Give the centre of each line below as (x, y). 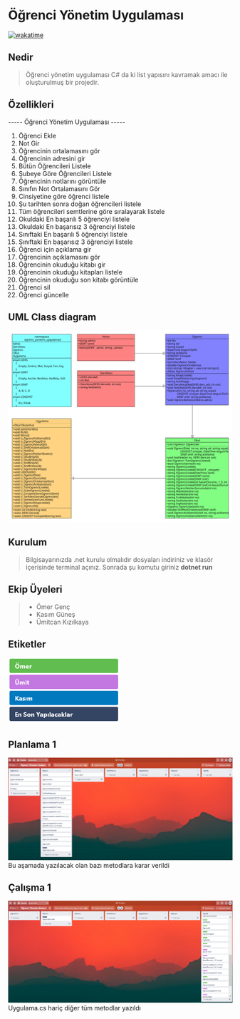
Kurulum (28, 542)
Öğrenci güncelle (44, 295)
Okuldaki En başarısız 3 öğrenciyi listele (77, 226)
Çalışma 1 (30, 888)
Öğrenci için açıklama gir (55, 249)
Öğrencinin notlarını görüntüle (62, 181)
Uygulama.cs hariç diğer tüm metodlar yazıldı (74, 1008)
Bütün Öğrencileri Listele (54, 166)
